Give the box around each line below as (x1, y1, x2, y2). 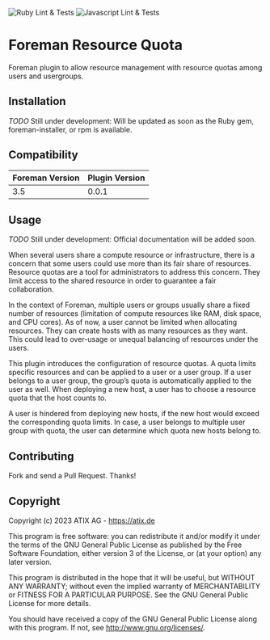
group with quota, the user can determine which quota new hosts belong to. (8, 426, 261, 436)
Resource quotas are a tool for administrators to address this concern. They (8, 267, 261, 277)
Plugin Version (87, 172, 146, 183)
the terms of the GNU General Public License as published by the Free (8, 540, 243, 549)
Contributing (8, 449, 74, 463)
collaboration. (8, 284, 54, 294)
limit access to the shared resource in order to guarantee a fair (8, 276, 217, 286)
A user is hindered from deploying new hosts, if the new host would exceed (8, 409, 260, 419)
